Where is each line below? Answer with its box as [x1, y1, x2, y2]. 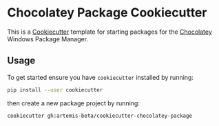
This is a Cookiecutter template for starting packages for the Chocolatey [7, 28, 212, 36]
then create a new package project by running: [7, 98, 140, 107]
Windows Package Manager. [7, 34, 88, 43]
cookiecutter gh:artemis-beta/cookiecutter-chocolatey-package [7, 112, 193, 119]
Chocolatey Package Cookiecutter [7, 5, 207, 21]
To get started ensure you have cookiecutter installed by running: [7, 73, 194, 81]
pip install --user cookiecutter [7, 86, 103, 94]
